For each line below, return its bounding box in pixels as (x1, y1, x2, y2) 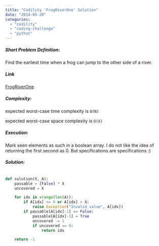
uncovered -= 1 (32, 218, 65, 223)
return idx (41, 228, 65, 233)
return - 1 (14, 237, 35, 242)
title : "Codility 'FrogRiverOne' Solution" (5, 7, 99, 13)
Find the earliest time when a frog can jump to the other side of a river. (5, 59, 153, 65)
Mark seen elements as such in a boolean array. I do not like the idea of (5, 142, 154, 148)
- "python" (10, 31, 33, 36)
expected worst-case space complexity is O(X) (5, 117, 103, 124)
